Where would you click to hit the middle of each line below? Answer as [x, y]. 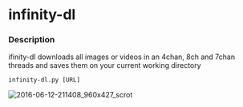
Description [32, 40]
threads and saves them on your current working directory [105, 65]
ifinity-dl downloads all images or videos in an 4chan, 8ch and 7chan [121, 57]
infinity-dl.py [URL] [45, 80]
